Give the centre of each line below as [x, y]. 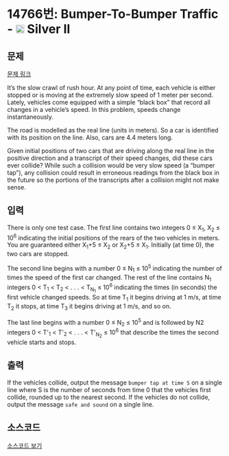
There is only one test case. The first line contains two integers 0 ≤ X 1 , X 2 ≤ [114, 228]
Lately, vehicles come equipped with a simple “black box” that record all [109, 102]
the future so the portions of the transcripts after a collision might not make [113, 180]
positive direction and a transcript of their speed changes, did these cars [110, 158]
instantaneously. [30, 117]
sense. [16, 187]
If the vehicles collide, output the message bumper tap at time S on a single [115, 383]
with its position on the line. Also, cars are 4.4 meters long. [90, 137]
